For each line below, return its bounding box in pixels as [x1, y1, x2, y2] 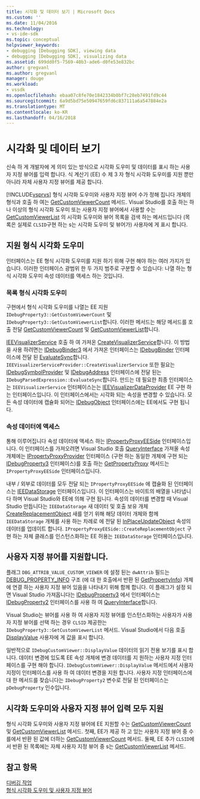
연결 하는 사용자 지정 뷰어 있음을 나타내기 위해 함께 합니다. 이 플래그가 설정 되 [12, 584, 192, 591]
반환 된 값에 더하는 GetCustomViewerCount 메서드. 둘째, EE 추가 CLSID [21, 735, 190, 743]
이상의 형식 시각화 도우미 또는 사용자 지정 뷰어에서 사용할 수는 [12, 206, 156, 213]
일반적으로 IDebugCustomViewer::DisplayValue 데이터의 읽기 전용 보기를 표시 [6, 647, 187, 654]
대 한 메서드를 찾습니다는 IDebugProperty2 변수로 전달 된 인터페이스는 [6, 677, 169, 684]
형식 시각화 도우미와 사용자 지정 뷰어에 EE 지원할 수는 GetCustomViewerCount [6, 720, 191, 728]
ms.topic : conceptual [6, 37, 60, 43]
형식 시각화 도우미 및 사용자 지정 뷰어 [6, 786, 93, 794]
